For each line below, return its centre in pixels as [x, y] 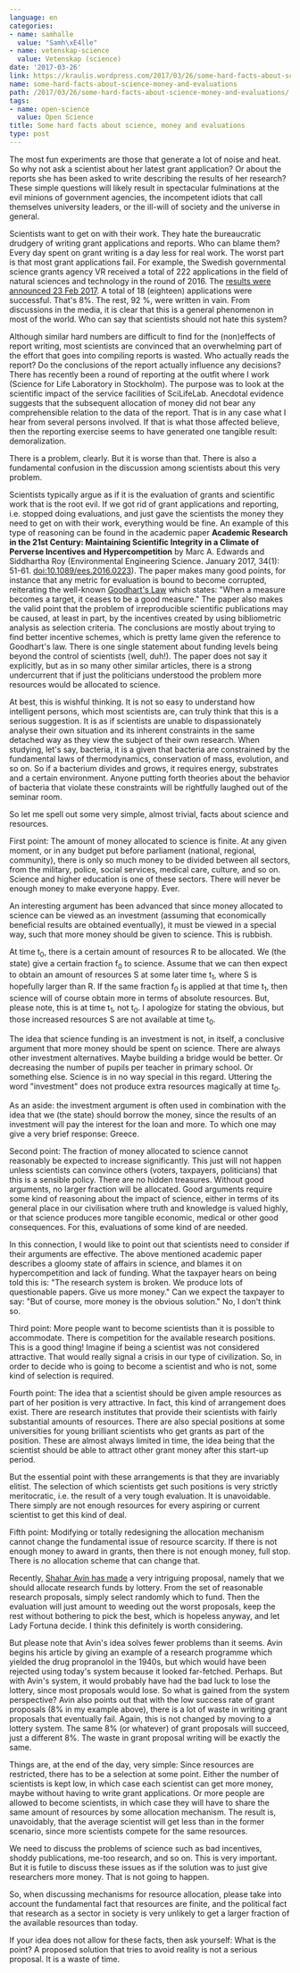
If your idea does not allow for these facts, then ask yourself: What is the [143, 1940]
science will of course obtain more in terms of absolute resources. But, [139, 999]
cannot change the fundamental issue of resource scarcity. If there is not [143, 1542]
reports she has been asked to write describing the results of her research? [148, 178]
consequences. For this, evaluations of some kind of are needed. [129, 1227]
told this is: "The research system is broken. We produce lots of [126, 1283]
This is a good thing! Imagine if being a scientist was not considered [134, 1347]
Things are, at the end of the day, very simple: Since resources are [132, 1765]
